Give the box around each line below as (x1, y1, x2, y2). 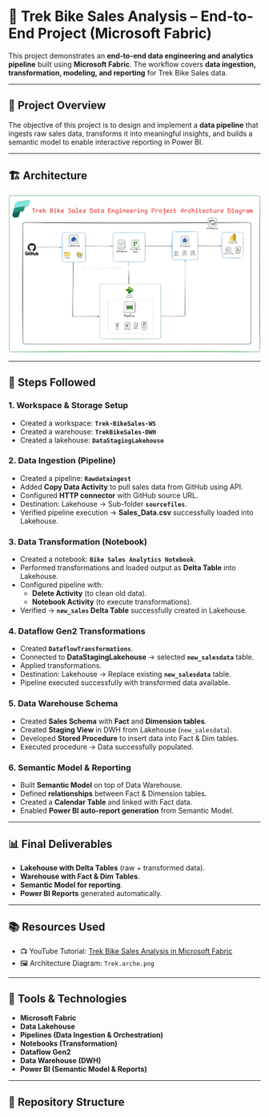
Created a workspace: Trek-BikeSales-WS (19, 418, 156, 428)
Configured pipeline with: (19, 580, 104, 589)
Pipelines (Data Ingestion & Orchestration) (19, 1030, 164, 1040)
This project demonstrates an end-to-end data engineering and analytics (8, 51, 254, 60)
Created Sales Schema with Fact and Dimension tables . (19, 716, 207, 726)
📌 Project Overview (8, 99, 106, 112)
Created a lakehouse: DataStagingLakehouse (19, 435, 164, 445)
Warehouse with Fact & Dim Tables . (19, 871, 140, 881)
